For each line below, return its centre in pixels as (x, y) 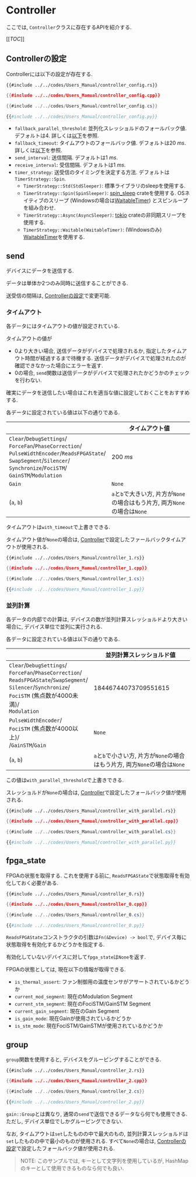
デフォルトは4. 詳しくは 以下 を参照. (57, 136)
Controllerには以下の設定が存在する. (50, 74)
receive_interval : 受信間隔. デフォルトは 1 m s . (70, 165)
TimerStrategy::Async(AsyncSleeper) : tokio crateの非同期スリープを (105, 215)
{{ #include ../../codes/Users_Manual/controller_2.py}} (75, 1102)
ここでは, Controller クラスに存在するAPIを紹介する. (69, 27)
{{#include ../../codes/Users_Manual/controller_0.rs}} (75, 894)
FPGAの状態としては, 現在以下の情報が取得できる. (66, 970)
